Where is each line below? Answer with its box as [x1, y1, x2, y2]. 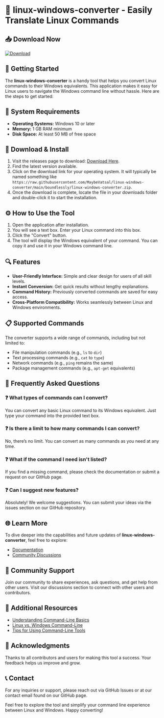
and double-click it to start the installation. [12, 195, 98, 201]
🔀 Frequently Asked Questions [5, 379, 100, 388]
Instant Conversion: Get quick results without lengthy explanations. [12, 284, 149, 290]
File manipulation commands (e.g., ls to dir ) [12, 349, 102, 355]
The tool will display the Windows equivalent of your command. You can [12, 238, 158, 243]
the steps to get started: [5, 93, 54, 99]
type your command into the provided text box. [5, 412, 100, 419]
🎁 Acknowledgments [5, 641, 70, 650]
